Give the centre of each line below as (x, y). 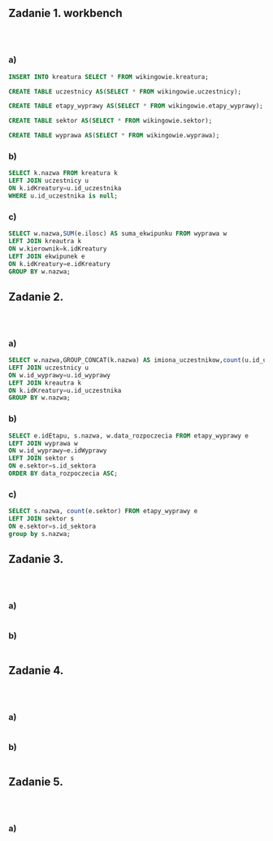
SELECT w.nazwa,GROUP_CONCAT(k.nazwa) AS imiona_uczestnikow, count (125, 360)
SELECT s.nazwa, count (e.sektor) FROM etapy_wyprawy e (103, 512)
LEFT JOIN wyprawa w (43, 443)
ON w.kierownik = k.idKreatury (58, 248)
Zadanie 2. (36, 296)
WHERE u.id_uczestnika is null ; (63, 196)
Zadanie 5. (36, 782)
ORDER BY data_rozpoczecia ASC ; (63, 474)
